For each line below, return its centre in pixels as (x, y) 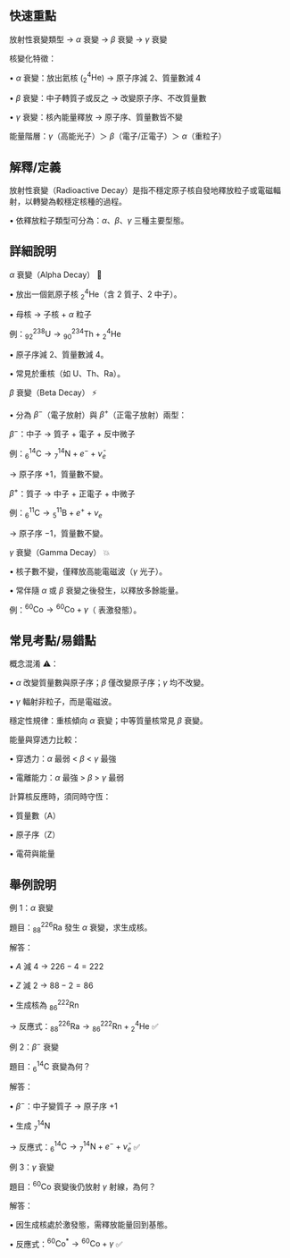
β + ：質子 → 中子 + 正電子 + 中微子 (72, 493)
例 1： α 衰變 (31, 908)
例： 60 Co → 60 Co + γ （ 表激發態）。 (75, 609)
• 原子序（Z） (35, 835)
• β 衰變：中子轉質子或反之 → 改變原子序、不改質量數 (108, 98)
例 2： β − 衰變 (34, 1046)
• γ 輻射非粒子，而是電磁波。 (63, 702)
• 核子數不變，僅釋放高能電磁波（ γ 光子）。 (88, 571)
